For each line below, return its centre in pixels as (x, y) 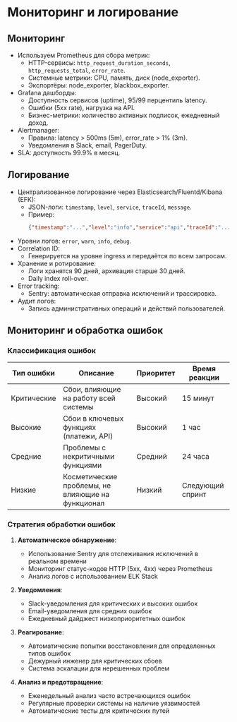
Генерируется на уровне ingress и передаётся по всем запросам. (127, 255)
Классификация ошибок (52, 350)
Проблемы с (85, 447)
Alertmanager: (38, 130)
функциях (80, 428)
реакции (204, 378)
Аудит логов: (37, 301)
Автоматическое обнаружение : (67, 540)
